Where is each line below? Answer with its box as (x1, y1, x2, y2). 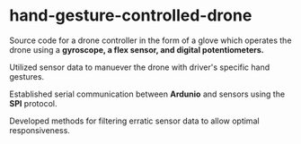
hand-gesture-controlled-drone (9, 5, 252, 26)
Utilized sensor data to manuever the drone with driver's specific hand (9, 62, 270, 72)
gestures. (9, 71, 45, 81)
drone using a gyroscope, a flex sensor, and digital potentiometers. (9, 44, 264, 55)
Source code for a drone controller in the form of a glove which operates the (9, 35, 292, 46)
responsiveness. (9, 124, 70, 135)
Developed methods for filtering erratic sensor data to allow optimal (9, 115, 260, 126)
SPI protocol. (9, 97, 58, 108)
